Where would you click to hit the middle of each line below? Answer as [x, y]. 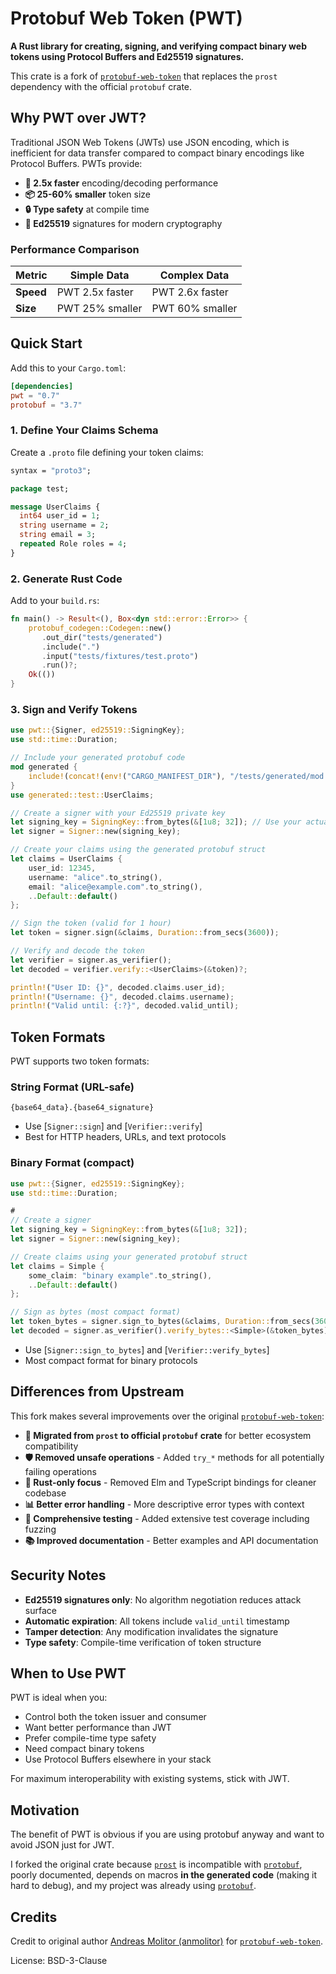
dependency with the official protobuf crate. [101, 86]
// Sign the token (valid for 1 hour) [91, 923]
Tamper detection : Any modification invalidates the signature [151, 1631]
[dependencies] [42, 386]
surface [40, 1610]
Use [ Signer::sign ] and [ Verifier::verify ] [113, 1126]
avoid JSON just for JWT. [62, 1845]
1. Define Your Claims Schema [84, 430]
